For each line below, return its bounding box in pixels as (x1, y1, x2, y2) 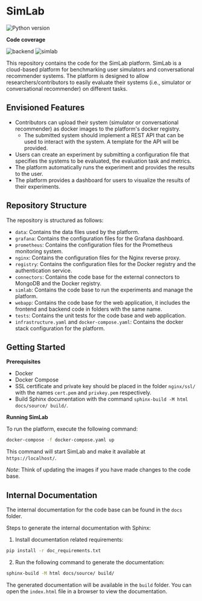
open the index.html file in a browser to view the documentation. (6, 588, 168, 595)
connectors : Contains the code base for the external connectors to (14, 273, 180, 281)
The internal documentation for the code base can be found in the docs (6, 506, 183, 513)
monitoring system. (14, 247, 63, 255)
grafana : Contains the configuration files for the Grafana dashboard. (14, 235, 185, 242)
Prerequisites (6, 358, 41, 365)
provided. (24, 144, 48, 152)
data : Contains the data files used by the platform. (14, 228, 140, 235)
